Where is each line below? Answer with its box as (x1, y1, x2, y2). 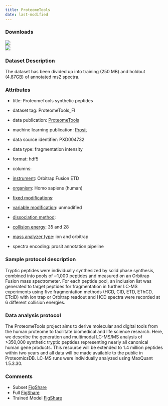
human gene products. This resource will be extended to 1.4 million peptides (5, 344, 163, 350)
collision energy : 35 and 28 (12, 224, 69, 230)
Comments (5, 373, 33, 380)
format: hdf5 (12, 156, 39, 162)
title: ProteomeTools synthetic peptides (12, 98, 93, 104)
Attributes (5, 86, 31, 93)
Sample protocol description (5, 256, 76, 263)
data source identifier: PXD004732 (12, 136, 85, 143)
